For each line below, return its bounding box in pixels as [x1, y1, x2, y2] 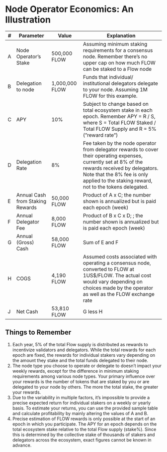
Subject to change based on [83, 100, 149, 107]
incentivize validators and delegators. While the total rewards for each [12, 347, 156, 353]
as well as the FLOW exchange [83, 290, 155, 297]
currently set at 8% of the [83, 158, 143, 165]
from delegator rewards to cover [83, 146, 159, 153]
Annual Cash [16, 191, 46, 198]
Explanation [106, 32, 136, 39]
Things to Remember [5, 328, 72, 337]
